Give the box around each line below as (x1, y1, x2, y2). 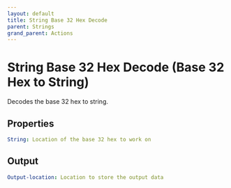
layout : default (7, 10, 54, 17)
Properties (7, 118, 54, 130)
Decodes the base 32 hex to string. (7, 97, 108, 106)
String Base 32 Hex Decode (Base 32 (7, 60, 225, 75)
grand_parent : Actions (7, 29, 73, 37)
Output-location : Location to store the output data (7, 173, 164, 181)
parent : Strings (7, 23, 54, 30)
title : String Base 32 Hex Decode (7, 17, 108, 24)
